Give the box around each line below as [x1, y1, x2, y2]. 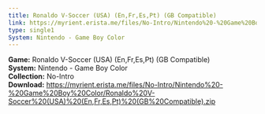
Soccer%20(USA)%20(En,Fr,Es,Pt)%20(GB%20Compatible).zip [8, 97, 216, 106]
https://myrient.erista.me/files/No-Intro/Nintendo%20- [46, 80, 223, 90]
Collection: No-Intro [8, 72, 75, 81]
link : [8, 19, 26, 27]
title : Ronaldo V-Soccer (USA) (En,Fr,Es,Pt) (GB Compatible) [8, 11, 217, 20]
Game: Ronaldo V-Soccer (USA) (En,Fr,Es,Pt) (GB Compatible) [8, 55, 211, 64]
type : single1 [8, 26, 55, 34]
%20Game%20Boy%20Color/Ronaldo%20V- [8, 88, 155, 98]
